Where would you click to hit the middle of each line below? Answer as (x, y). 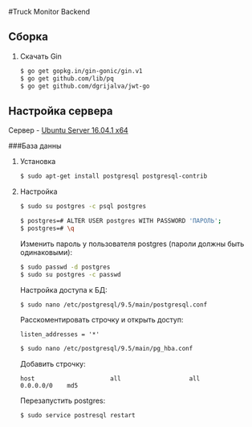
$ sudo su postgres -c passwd (71, 274)
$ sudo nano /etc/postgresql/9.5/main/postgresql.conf (114, 305)
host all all (110, 379)
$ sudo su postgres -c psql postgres (83, 207)
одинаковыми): (46, 252)
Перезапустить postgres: (63, 400)
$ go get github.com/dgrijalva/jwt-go (85, 86)
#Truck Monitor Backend (49, 12)
